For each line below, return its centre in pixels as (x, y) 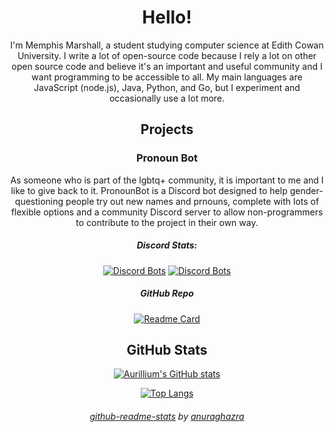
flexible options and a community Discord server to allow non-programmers (167, 212)
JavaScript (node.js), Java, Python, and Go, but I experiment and (167, 87)
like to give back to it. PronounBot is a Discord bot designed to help (149, 190)
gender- (306, 190)
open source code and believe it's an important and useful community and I (167, 66)
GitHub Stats (167, 349)
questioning (39, 201)
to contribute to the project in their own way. (167, 222)
